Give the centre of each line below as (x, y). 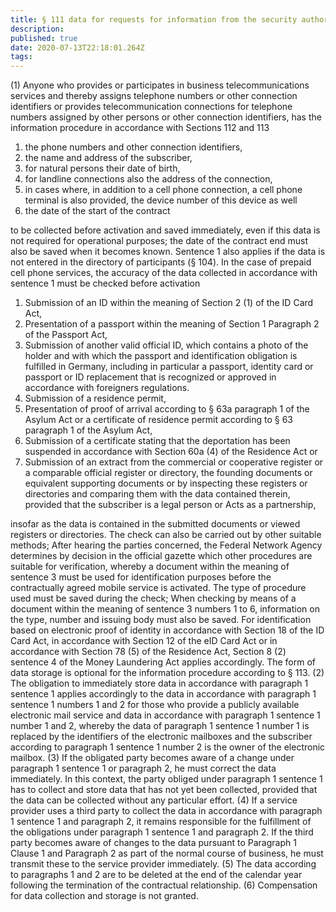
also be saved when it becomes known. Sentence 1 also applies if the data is (168, 252)
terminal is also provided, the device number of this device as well (161, 200)
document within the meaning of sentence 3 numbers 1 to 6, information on (165, 609)
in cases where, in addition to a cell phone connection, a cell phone (163, 190)
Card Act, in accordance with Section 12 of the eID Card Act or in (144, 641)
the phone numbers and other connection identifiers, (133, 147)
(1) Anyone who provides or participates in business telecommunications (160, 85)
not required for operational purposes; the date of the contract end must (159, 241)
